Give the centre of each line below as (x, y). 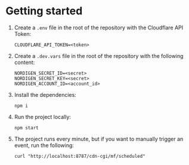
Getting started (44, 11)
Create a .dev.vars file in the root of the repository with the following (99, 56)
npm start (27, 128)
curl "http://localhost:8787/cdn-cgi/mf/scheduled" (80, 156)
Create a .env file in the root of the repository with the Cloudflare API (99, 27)
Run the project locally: (42, 117)
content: (24, 62)
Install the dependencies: (45, 94)
